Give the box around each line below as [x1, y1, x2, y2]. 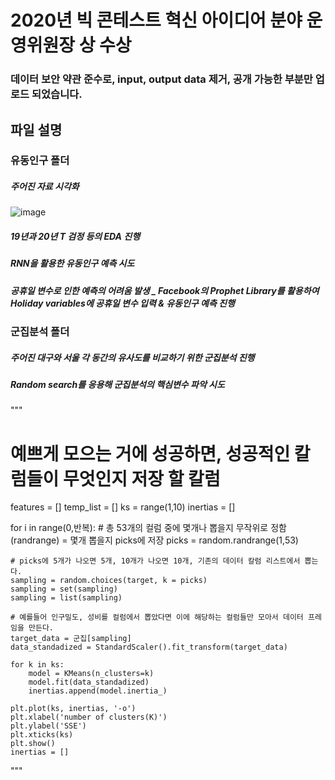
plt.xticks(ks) [10, 730, 74, 740]
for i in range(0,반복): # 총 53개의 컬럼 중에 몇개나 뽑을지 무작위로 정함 [10, 522, 287, 534]
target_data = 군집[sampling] [10, 634, 132, 644]
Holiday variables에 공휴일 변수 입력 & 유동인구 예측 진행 [10, 297, 235, 309]
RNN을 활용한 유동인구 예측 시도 [10, 257, 135, 270]
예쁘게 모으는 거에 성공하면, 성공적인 [10, 442, 291, 465]
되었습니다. [31, 87, 83, 101]
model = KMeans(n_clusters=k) [28, 669, 155, 679]
